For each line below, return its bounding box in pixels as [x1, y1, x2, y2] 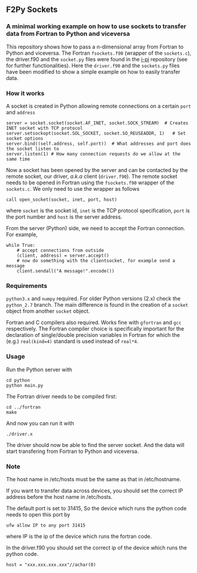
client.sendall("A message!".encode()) [17, 268, 115, 274]
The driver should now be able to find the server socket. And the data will [6, 441, 185, 448]
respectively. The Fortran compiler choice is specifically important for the [6, 325, 185, 332]
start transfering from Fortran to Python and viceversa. [6, 448, 139, 455]
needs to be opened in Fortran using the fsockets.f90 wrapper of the [6, 179, 175, 186]
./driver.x [6, 431, 33, 437]
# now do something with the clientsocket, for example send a [17, 257, 176, 264]
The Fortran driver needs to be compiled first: [6, 393, 117, 400]
